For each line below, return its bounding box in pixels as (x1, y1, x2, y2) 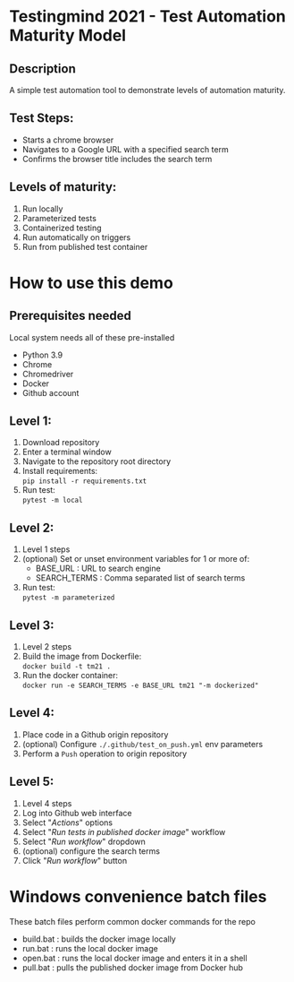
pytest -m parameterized (21, 593, 115, 602)
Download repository (21, 437, 100, 448)
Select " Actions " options (21, 817, 113, 828)
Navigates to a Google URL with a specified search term (21, 143, 230, 154)
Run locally (21, 203, 63, 214)
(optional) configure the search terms (21, 845, 161, 857)
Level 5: (9, 774, 55, 789)
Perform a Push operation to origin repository (21, 748, 188, 759)
